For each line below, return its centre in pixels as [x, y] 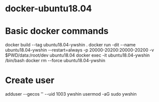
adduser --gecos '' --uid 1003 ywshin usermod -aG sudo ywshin [71, 94]
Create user [30, 81]
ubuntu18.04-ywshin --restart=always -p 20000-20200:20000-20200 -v [79, 50]
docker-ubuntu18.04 [49, 9]
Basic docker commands [57, 31]
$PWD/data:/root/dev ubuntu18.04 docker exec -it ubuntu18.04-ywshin [78, 55]
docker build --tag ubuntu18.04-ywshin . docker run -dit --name [70, 45]
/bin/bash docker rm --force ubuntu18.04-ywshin [55, 61]
